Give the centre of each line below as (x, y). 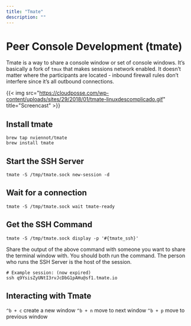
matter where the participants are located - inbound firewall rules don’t (92, 75)
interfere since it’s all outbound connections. (60, 82)
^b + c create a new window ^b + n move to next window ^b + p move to (96, 310)
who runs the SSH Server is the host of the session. (69, 262)
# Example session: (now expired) (49, 273)
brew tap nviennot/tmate (37, 138)
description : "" (26, 17)
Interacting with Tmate (49, 296)
